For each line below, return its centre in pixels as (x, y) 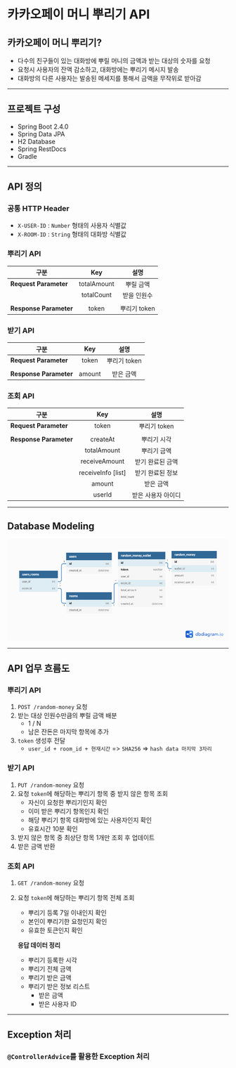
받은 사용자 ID (58, 1004)
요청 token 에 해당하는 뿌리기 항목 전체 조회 (76, 898)
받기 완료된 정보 (156, 473)
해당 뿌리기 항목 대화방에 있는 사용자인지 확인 (90, 820)
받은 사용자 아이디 (157, 495)
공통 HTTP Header (38, 209)
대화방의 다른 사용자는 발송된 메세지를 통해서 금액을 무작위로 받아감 (109, 78)
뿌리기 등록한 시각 (52, 960)
